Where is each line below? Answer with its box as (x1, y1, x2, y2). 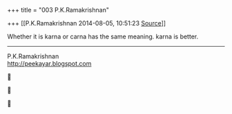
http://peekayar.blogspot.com (7, 60, 92, 67)
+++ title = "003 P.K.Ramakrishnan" (7, 6, 109, 14)
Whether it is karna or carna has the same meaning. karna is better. (7, 32, 199, 41)
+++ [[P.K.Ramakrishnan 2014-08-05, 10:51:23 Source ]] (7, 19, 166, 27)
